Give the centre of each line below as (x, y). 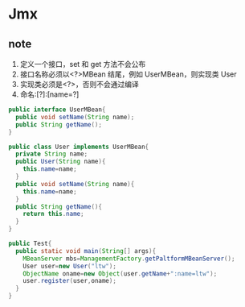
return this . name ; (53, 214)
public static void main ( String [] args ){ (86, 251)
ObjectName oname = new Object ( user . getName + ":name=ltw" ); (120, 274)
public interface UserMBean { (57, 110)
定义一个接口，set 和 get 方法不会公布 (83, 64)
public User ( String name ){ (61, 162)
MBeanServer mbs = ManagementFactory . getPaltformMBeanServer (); (129, 259)
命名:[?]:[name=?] (49, 94)
